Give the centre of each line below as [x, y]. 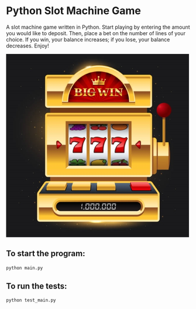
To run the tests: [37, 286]
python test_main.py [31, 300]
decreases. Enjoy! [27, 46]
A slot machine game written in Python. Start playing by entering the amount [98, 27]
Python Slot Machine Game [74, 11]
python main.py [25, 268]
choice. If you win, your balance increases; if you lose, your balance [88, 39]
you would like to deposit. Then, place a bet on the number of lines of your [96, 33]
